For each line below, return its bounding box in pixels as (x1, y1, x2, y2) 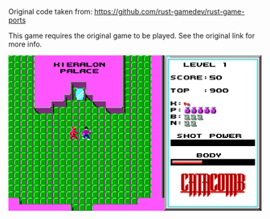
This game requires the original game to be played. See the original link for (8, 31, 256, 40)
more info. (8, 39, 43, 49)
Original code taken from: (8, 7, 93, 16)
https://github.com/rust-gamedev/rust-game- (94, 7, 245, 16)
